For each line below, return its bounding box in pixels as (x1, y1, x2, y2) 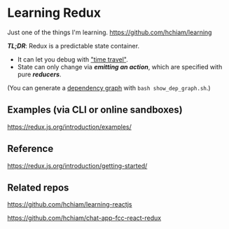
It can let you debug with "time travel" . (17, 55, 128, 64)
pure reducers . (17, 70, 62, 78)
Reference (7, 143, 54, 155)
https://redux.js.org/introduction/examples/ (7, 123, 132, 131)
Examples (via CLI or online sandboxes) (7, 104, 183, 116)
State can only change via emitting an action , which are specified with (17, 62, 223, 71)
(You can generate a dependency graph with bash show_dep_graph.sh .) (7, 83, 211, 92)
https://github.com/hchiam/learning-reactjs (7, 200, 132, 209)
